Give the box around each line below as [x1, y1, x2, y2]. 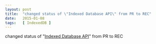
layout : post [5, 7, 32, 12]
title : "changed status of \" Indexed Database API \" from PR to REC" [5, 11, 152, 16]
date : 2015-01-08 [5, 16, 45, 21]
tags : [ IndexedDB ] [5, 20, 51, 25]
